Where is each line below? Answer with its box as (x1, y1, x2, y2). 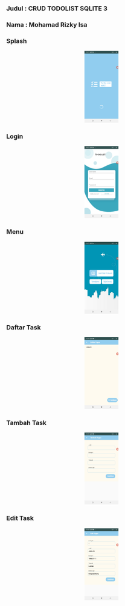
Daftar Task (6, 323, 41, 331)
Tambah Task (6, 419, 47, 427)
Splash (6, 36, 27, 45)
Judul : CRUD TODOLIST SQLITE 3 (6, 4, 107, 13)
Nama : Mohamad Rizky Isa (6, 20, 88, 28)
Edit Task (6, 514, 34, 522)
